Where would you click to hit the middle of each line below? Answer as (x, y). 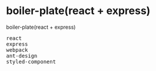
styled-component (31, 62)
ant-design (22, 56)
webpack (17, 50)
